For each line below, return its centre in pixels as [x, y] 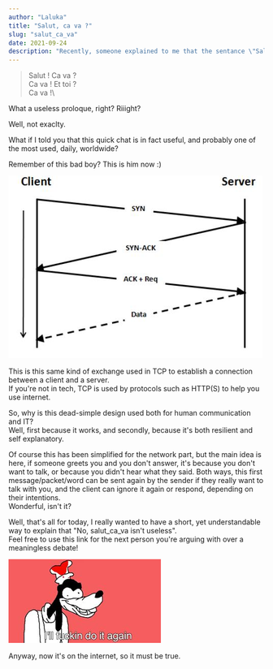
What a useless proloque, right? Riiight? [75, 109]
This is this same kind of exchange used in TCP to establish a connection [131, 371]
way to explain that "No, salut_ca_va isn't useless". [93, 531]
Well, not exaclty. [37, 124]
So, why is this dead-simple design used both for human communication [130, 413]
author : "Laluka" [38, 17]
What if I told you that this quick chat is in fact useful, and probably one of [132, 140]
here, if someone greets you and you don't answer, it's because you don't [132, 464]
